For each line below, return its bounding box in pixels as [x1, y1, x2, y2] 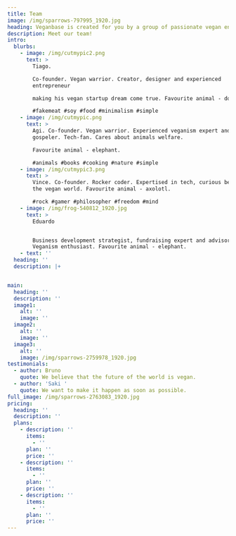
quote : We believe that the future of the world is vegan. [20, 374, 197, 381]
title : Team [7, 10, 42, 18]
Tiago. [32, 63, 52, 70]
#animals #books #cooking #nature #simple [32, 159, 159, 166]
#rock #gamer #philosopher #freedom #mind [32, 198, 159, 205]
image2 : [13, 322, 37, 329]
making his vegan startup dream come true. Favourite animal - [32, 95, 221, 102]
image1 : [13, 301, 37, 309]
